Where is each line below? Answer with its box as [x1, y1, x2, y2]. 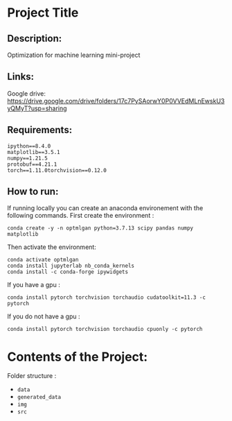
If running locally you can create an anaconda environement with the [7, 204, 204, 212]
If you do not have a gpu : [7, 312, 81, 320]
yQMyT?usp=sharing [7, 104, 67, 112]
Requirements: [7, 124, 73, 136]
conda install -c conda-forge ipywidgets [7, 268, 129, 275]
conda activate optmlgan [7, 257, 79, 264]
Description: [7, 33, 62, 44]
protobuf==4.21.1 [7, 161, 57, 168]
